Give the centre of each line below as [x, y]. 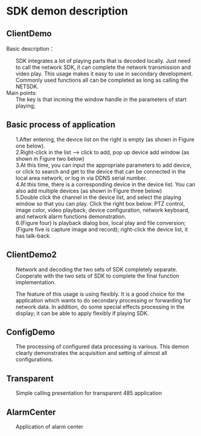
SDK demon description [67, 11]
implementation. [36, 282]
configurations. [35, 360]
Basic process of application [61, 125]
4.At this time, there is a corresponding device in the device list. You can [106, 184]
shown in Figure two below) [50, 158]
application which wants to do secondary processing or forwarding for [104, 300]
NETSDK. [27, 86]
